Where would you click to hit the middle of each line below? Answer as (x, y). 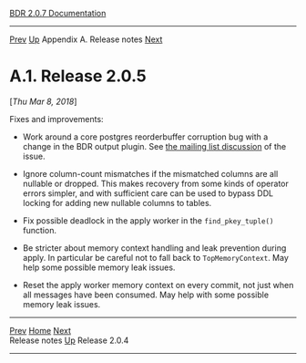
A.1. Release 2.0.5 (78, 76)
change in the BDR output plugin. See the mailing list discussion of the (154, 146)
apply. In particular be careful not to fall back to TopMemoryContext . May (156, 257)
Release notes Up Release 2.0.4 (69, 340)
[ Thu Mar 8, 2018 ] (43, 101)
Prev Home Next (40, 330)
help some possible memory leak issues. (99, 267)
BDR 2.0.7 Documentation (58, 13)
